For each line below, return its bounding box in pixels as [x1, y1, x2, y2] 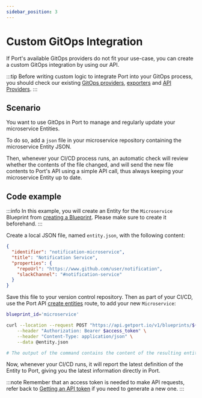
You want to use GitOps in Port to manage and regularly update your [6, 118, 176, 126]
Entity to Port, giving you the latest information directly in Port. [6, 367, 161, 375]
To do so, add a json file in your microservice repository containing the [6, 136, 182, 144]
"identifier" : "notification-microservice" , [11, 249, 125, 256]
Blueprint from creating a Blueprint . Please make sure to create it [6, 214, 167, 221]
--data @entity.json [17, 339, 69, 345]
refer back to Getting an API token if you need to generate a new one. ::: [6, 385, 185, 393]
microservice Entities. [6, 125, 60, 132]
